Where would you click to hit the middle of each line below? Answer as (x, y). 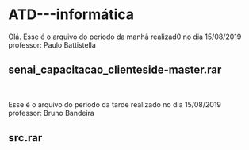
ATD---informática (71, 15)
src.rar (25, 138)
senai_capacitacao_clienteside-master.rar (115, 70)
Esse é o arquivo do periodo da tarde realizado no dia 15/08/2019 (115, 104)
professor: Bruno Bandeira (52, 113)
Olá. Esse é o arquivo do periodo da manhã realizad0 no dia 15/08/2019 (125, 37)
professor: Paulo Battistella (52, 44)
